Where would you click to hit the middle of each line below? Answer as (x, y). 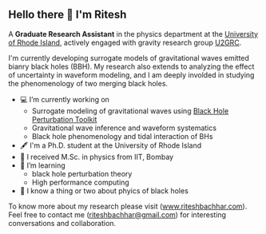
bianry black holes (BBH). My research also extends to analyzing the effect (131, 66)
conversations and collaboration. (62, 223)
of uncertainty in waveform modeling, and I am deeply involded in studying (131, 75)
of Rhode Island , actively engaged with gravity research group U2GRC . (125, 42)
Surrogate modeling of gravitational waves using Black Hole (130, 111)
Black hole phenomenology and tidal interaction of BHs (122, 136)
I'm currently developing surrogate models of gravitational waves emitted (129, 58)
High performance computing (80, 182)
